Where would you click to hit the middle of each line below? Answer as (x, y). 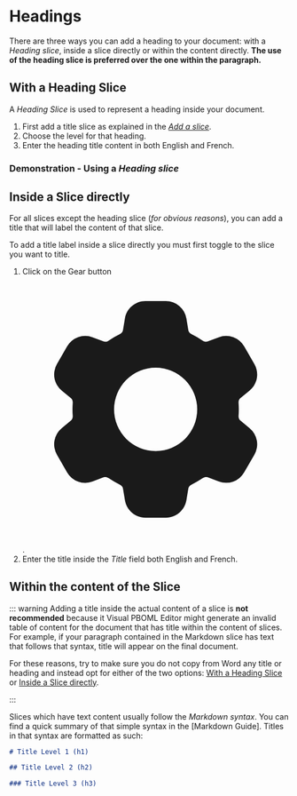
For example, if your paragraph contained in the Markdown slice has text (142, 636)
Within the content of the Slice (95, 587)
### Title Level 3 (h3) (53, 784)
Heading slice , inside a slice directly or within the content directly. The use (145, 50)
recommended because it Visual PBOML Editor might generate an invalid (143, 617)
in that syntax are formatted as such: (76, 736)
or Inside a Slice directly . (54, 682)
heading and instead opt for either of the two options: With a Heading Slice (146, 673)
